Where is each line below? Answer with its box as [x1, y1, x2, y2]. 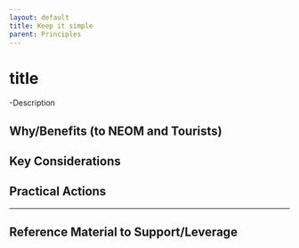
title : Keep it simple [9, 21, 93, 30]
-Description [9, 97, 56, 108]
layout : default [9, 12, 69, 22]
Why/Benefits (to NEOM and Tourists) [9, 123, 222, 138]
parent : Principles [9, 29, 82, 38]
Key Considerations [9, 153, 122, 169]
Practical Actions [9, 184, 107, 199]
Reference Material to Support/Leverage [9, 225, 238, 240]
